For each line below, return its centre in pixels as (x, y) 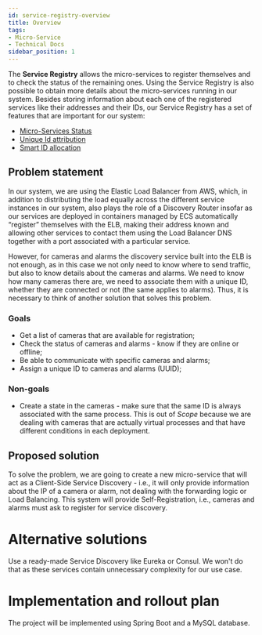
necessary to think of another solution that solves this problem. (110, 298)
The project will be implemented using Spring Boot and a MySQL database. (129, 623)
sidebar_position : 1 (42, 52)
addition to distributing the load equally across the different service (116, 199)
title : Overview (34, 23)
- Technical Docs (36, 45)
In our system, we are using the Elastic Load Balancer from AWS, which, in (128, 191)
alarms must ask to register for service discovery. (88, 508)
